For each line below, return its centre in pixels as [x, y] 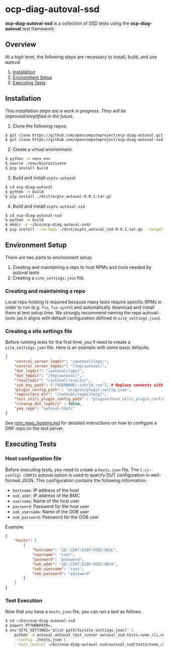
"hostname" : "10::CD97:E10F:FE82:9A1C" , [75, 550]
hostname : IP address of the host [46, 490]
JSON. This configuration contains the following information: [84, 480]
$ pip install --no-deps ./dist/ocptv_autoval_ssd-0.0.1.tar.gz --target [84, 229]
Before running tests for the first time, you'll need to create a [68, 342]
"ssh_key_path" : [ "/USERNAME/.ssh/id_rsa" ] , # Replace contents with [89, 385]
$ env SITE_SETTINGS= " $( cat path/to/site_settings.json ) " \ [70, 630]
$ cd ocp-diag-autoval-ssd [33, 215]
